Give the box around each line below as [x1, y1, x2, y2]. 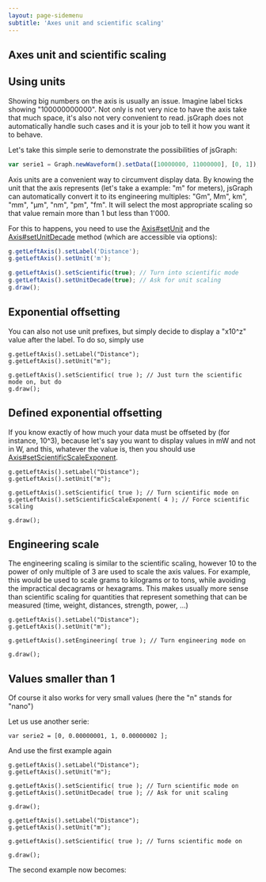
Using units [8, 75, 66, 89]
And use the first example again [8, 746, 112, 755]
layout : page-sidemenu [8, 11, 83, 20]
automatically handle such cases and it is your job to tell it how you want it [8, 121, 251, 131]
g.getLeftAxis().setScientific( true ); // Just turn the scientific [8, 371, 243, 379]
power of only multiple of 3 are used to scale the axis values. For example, [8, 567, 251, 577]
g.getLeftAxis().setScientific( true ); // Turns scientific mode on [8, 838, 243, 846]
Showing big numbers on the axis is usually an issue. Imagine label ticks [8, 96, 243, 105]
